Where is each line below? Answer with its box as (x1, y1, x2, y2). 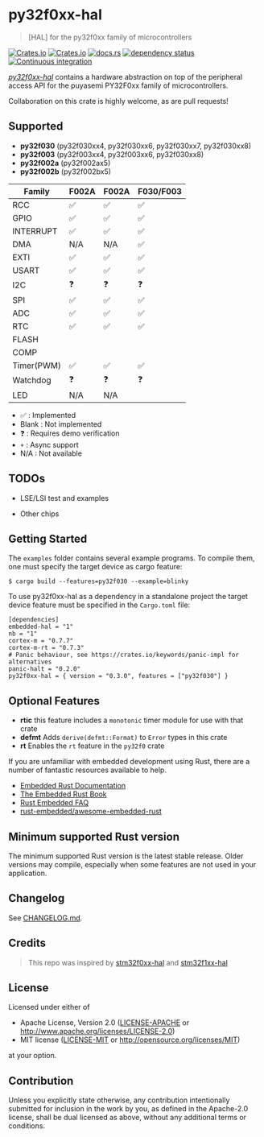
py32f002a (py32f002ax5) (19, 158, 111, 167)
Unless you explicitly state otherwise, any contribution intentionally (8, 1095, 230, 1105)
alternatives (8, 658, 52, 666)
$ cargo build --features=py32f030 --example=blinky (8, 577, 189, 585)
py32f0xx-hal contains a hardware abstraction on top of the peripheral (8, 72, 243, 81)
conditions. (8, 1121, 46, 1131)
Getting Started (8, 531, 88, 545)
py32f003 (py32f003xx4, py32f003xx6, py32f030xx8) (19, 149, 204, 159)
